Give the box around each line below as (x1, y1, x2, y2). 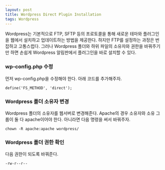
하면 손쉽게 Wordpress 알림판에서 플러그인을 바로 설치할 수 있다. (10, 49, 137, 55)
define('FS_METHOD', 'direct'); (5, 85, 72, 90)
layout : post (5, 7, 32, 12)
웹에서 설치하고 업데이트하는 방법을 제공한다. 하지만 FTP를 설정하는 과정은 (10, 37, 155, 43)
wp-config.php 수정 (5, 63, 53, 70)
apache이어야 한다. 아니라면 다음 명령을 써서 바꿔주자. (24, 116, 131, 122)
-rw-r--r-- (5, 161, 28, 166)
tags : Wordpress (5, 16, 39, 21)
